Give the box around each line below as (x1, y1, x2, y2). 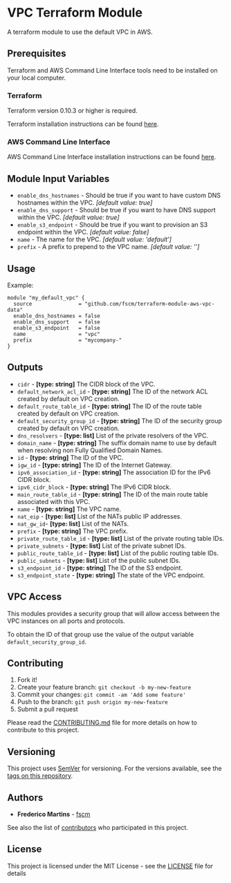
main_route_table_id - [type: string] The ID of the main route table (17, 490, 209, 499)
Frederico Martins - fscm (17, 810, 91, 819)
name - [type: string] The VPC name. (17, 505, 122, 513)
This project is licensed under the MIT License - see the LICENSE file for (7, 862, 213, 870)
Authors (7, 792, 44, 803)
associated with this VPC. (17, 497, 91, 505)
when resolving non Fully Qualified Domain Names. (17, 446, 163, 454)
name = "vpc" (13, 331, 100, 337)
